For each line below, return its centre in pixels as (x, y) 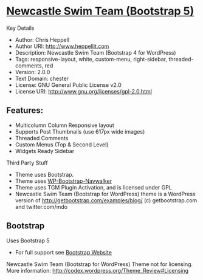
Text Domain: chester (42, 78)
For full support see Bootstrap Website (64, 252)
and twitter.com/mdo (41, 207)
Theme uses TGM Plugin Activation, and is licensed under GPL (93, 187)
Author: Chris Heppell (42, 39)
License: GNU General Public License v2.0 (68, 85)
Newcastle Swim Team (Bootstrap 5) (100, 11)
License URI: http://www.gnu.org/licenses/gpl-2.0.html (83, 91)
